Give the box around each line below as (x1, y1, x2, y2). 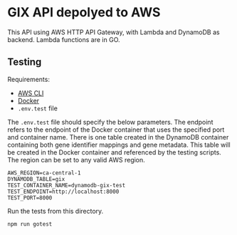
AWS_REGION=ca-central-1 (7, 169, 81, 177)
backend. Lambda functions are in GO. (7, 35, 120, 43)
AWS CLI (17, 88, 44, 97)
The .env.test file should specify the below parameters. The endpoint (7, 117, 214, 126)
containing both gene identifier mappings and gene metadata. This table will (7, 140, 231, 149)
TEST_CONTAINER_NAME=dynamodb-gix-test (7, 182, 126, 189)
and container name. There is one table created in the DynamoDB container (7, 132, 229, 141)
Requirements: (7, 75, 50, 83)
